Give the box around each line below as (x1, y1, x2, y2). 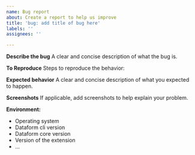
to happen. (6, 82, 33, 90)
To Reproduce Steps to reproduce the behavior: (6, 64, 125, 72)
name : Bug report (6, 8, 50, 15)
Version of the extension (14, 136, 76, 144)
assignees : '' (6, 31, 42, 37)
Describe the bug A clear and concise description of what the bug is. (6, 53, 178, 60)
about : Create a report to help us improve (6, 14, 117, 20)
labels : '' (6, 25, 34, 32)
